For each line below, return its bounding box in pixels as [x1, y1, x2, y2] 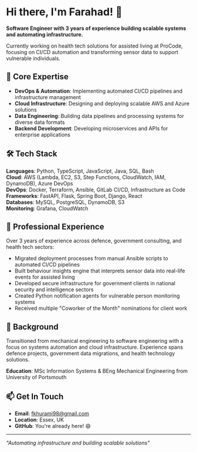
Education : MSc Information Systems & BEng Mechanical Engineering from [6, 367, 188, 375]
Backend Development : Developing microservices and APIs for [14, 124, 168, 131]
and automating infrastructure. [6, 31, 83, 38]
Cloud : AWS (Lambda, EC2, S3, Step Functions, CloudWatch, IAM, [6, 173, 166, 181]
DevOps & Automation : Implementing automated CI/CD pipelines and [14, 87, 183, 95]
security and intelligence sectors [14, 286, 94, 293]
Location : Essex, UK [14, 416, 64, 423]
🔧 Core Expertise [6, 72, 69, 82]
